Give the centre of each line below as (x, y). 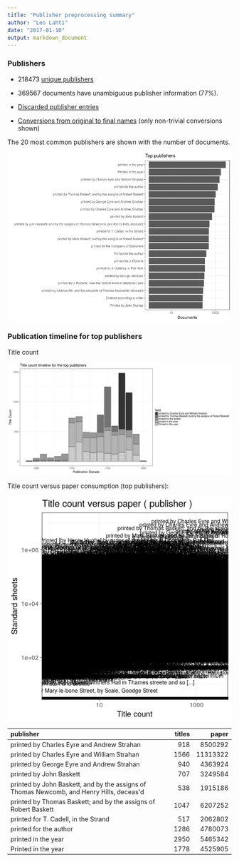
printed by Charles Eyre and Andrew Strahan (75, 744)
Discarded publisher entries (58, 106)
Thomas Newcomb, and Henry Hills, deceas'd (77, 791)
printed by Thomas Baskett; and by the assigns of (83, 801)
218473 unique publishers (55, 79)
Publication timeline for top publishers (75, 337)
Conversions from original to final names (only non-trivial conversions (120, 121)
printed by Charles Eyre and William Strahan (75, 754)
